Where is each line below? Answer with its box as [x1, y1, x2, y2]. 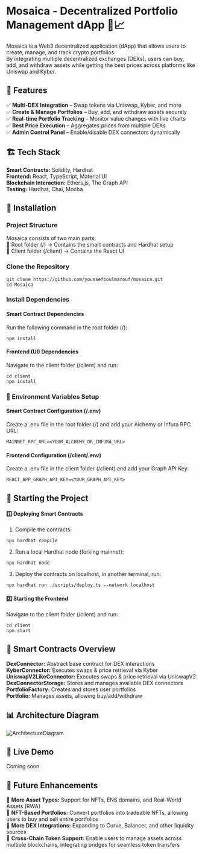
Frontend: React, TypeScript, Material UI [6, 172, 107, 180]
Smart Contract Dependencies [6, 311, 84, 318]
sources [6, 828, 27, 836]
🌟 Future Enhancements [6, 780, 98, 791]
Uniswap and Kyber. [6, 68, 56, 75]
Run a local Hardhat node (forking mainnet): [14, 548, 124, 555]
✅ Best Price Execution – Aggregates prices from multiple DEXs [6, 122, 166, 129]
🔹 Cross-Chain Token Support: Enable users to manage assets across [6, 835, 182, 842]
